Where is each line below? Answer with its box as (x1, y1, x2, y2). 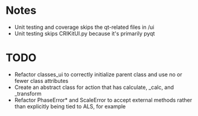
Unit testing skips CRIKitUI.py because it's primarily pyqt (14, 29, 155, 37)
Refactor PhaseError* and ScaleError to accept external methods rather (14, 96, 193, 103)
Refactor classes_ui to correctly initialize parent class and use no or (14, 70, 182, 78)
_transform (14, 90, 42, 97)
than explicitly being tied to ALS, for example (14, 103, 126, 110)
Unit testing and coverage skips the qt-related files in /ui (14, 23, 155, 31)
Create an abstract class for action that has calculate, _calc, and (14, 84, 174, 91)
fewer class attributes (14, 77, 69, 84)
